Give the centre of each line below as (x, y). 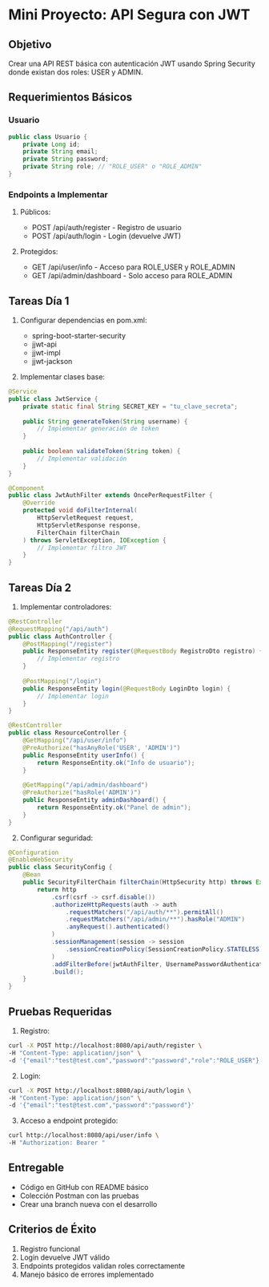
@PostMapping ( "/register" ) (68, 644)
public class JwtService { (53, 399)
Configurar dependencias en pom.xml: (83, 320)
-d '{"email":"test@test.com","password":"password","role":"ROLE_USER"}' (136, 1060)
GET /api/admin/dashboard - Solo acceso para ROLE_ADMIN (132, 276)
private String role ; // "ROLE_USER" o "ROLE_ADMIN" (112, 167)
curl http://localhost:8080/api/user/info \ (84, 1135)
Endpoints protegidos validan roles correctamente (102, 1265)
